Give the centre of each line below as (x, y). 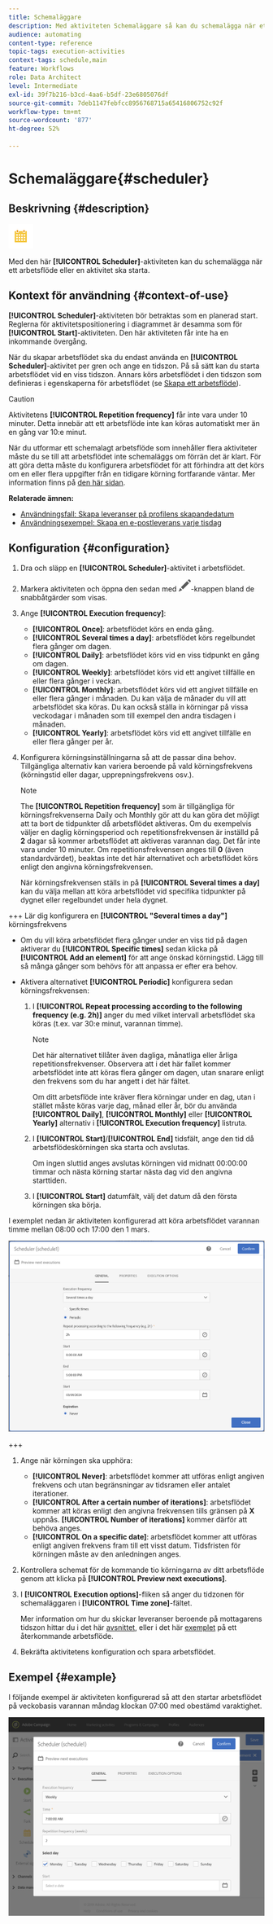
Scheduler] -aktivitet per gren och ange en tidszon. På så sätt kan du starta (134, 366)
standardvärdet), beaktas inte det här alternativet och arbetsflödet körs (139, 858)
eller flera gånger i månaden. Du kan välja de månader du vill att (139, 698)
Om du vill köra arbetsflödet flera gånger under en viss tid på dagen (134, 940)
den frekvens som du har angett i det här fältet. (111, 1081)
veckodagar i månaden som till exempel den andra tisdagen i (134, 715)
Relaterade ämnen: (41, 498)
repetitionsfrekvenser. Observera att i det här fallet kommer (132, 1064)
